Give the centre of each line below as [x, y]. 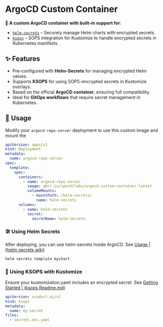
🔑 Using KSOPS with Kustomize [44, 271]
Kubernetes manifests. [35, 43]
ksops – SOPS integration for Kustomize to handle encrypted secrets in [84, 38]
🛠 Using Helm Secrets [33, 231]
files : [12, 315]
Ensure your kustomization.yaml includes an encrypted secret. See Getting [81, 282]
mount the [16, 135]
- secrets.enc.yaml [30, 320]
